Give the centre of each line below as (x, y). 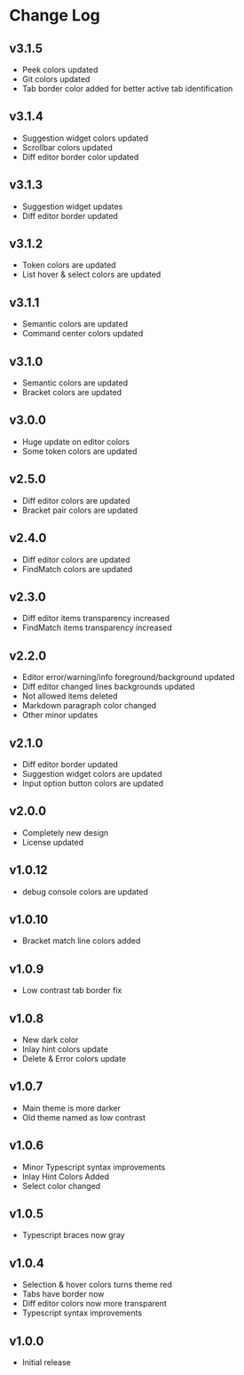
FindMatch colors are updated (77, 569)
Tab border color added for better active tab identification (127, 89)
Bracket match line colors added (81, 941)
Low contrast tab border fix (72, 991)
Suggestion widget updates (72, 206)
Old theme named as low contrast (84, 1117)
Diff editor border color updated (80, 157)
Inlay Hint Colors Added (65, 1177)
